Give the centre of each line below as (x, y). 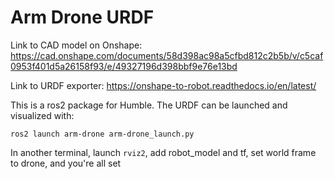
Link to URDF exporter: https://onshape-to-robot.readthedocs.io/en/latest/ (163, 85)
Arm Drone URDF (82, 17)
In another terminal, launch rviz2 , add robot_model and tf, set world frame (163, 152)
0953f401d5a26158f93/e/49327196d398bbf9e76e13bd (124, 66)
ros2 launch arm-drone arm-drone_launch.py (102, 134)
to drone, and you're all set (66, 163)
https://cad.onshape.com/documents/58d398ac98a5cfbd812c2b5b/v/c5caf (167, 55)
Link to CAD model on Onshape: (76, 45)
